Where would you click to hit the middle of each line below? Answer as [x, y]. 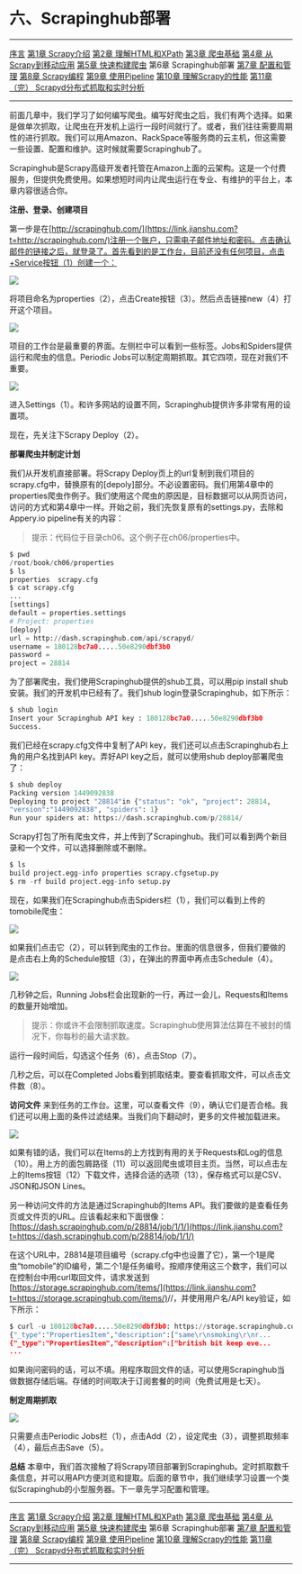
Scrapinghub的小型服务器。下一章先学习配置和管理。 [115, 1489]
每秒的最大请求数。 [98, 1036]
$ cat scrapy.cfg [42, 588]
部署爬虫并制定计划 [45, 454]
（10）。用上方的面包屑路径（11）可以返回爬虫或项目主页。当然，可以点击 [145, 1163]
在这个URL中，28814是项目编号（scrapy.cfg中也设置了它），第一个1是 [138, 1254]
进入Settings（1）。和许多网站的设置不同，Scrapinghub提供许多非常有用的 [146, 404]
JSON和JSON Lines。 [50, 1186]
